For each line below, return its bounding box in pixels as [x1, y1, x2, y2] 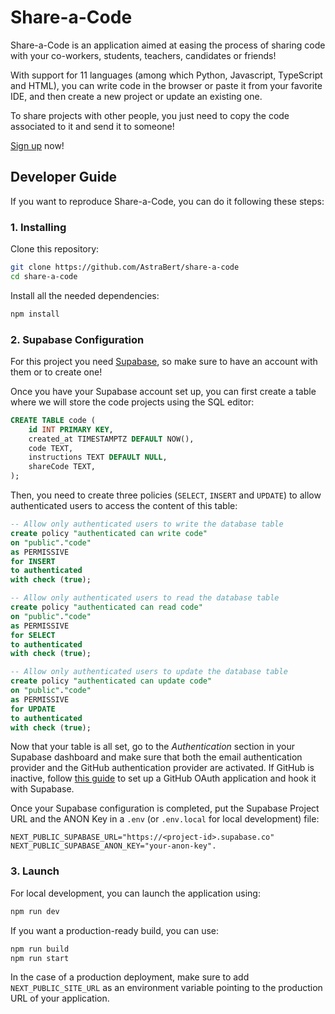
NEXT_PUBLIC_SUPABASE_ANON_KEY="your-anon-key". [10, 841, 217, 851]
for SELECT [10, 630, 56, 640]
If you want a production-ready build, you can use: [10, 924, 220, 936]
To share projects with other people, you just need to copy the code [10, 109, 290, 121]
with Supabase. [10, 783, 75, 795]
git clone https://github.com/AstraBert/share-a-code [10, 262, 240, 273]
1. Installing [10, 220, 67, 234]
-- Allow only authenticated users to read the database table [10, 593, 280, 603]
